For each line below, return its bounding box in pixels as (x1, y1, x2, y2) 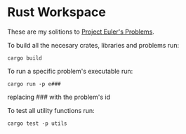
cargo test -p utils (7, 120, 68, 127)
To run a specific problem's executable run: (7, 67, 133, 75)
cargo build (7, 54, 42, 62)
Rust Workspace (7, 4, 107, 20)
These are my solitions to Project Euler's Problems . (7, 27, 154, 36)
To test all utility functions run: (7, 106, 95, 114)
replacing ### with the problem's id (7, 93, 111, 101)
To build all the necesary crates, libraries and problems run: (7, 41, 180, 49)
